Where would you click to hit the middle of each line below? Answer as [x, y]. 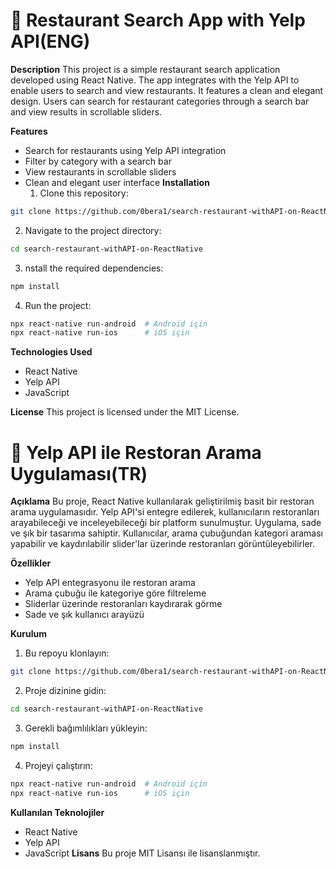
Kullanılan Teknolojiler [57, 812]
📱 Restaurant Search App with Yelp [158, 20]
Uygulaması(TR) [79, 473]
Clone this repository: [84, 193]
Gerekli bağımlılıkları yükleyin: [86, 728]
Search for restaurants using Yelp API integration [125, 150]
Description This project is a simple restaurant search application [145, 69]
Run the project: [58, 305]
